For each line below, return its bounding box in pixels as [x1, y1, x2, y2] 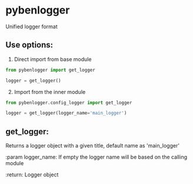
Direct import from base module [14, 55, 92, 62]
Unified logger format [5, 23, 58, 30]
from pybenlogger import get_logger [5, 67, 95, 73]
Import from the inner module [14, 88, 86, 95]
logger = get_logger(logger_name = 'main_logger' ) [5, 110, 127, 116]
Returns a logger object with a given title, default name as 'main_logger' [5, 142, 180, 149]
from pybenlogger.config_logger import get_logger [5, 99, 132, 106]
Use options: [5, 40, 54, 50]
